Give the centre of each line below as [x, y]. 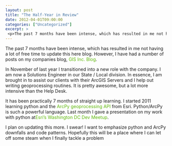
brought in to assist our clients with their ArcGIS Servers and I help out [79, 80]
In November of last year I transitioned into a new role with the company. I [83, 69]
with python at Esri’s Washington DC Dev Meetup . [57, 117]
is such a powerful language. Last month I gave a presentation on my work [84, 112]
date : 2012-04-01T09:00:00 [34, 19]
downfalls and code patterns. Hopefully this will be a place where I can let [83, 133]
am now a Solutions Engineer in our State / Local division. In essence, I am [84, 75]
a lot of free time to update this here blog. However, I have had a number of [84, 54]
